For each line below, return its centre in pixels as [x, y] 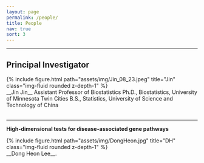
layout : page [23, 12]
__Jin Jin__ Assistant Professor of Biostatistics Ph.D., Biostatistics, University [102, 92]
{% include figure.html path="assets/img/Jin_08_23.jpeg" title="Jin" [91, 79]
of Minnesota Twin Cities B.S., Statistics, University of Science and [90, 98]
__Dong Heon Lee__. [32, 153]
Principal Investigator [48, 65]
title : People [24, 23]
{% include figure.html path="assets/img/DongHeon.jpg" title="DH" [91, 141]
